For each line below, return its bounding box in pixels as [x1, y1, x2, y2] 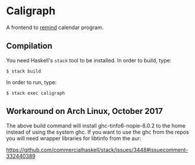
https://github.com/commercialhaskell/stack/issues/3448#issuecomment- [6, 146, 188, 153]
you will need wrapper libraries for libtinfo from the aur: [6, 135, 141, 142]
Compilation [6, 41, 52, 51]
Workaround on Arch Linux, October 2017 [6, 106, 163, 116]
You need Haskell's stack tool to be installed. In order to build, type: [6, 56, 172, 64]
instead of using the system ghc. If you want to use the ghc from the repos [6, 128, 189, 135]
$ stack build [6, 68, 42, 74]
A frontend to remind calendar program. [6, 24, 104, 31]
